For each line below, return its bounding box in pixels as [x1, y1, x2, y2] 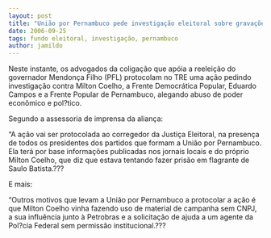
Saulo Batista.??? [8, 164, 65, 173]
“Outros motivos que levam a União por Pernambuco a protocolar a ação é [8, 195, 256, 205]
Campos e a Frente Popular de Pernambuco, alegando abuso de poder [8, 90, 244, 99]
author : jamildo [8, 42, 63, 50]
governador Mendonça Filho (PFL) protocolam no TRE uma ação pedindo [8, 73, 252, 82]
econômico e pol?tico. [8, 98, 82, 108]
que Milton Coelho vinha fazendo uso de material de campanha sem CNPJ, [8, 203, 257, 214]
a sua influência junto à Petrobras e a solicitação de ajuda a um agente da [8, 212, 254, 222]
